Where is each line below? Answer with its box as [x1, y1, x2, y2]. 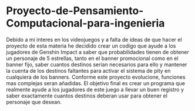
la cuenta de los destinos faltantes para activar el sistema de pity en [6, 67, 171, 74]
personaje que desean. [6, 98, 62, 105]
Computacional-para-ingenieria [6, 16, 165, 30]
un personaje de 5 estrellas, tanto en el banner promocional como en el [6, 55, 179, 62]
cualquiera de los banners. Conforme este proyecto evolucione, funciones [6, 73, 186, 80]
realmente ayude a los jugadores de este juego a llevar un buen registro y [6, 86, 184, 93]
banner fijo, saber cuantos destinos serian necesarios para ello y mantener [6, 60, 187, 68]
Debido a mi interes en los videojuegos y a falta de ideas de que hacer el [6, 36, 182, 43]
